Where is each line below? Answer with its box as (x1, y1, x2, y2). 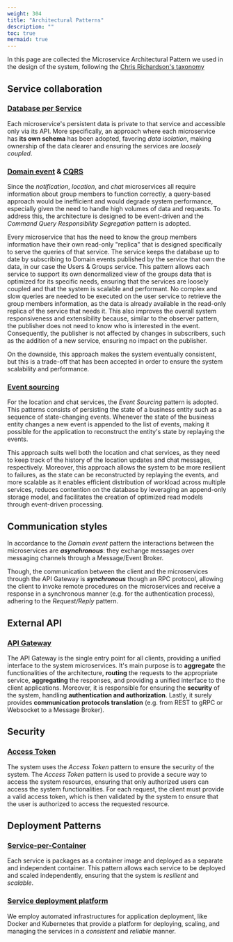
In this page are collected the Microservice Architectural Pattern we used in (7, 55, 224, 63)
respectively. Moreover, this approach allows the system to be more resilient (7, 463, 226, 472)
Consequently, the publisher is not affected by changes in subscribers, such (7, 329, 226, 338)
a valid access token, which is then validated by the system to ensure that (7, 792, 219, 801)
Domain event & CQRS (7, 167, 83, 176)
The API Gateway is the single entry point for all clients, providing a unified (7, 654, 221, 662)
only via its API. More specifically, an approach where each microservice (7, 127, 216, 135)
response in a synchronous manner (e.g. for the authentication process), (7, 589, 216, 598)
